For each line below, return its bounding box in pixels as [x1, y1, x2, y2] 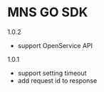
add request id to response [17, 76, 98, 85]
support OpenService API [17, 41, 93, 50]
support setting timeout [17, 69, 87, 77]
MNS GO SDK [7, 4, 88, 21]
